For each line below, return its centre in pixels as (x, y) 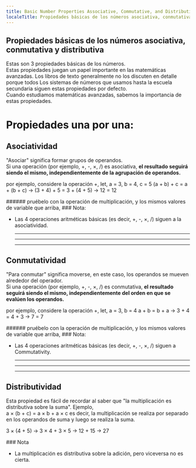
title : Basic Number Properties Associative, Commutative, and (85, 11)
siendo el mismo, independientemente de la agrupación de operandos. (93, 173)
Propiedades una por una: (70, 125)
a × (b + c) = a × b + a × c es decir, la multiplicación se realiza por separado (97, 413)
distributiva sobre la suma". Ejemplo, (50, 407)
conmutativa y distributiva (55, 49)
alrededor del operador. (34, 281)
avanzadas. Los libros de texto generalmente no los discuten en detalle (92, 76)
